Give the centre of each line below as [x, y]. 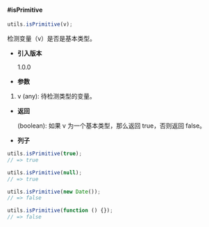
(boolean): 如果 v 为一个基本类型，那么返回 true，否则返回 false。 [111, 126]
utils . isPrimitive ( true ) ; [44, 154]
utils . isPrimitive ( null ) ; [44, 173]
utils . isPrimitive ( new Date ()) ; [54, 192]
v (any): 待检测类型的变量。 [56, 96]
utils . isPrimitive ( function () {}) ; [60, 211]
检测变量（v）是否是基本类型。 [51, 39]
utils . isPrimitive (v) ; [40, 24]
